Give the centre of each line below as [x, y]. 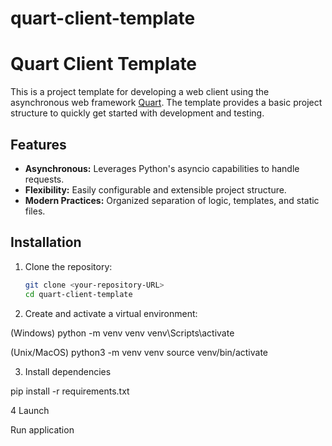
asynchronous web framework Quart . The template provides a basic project [166, 103]
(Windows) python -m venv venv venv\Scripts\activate [122, 333]
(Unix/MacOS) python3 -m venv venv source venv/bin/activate [139, 352]
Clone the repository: [68, 266]
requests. [44, 179]
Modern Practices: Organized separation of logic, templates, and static [172, 200]
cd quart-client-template [78, 294]
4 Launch [30, 410]
